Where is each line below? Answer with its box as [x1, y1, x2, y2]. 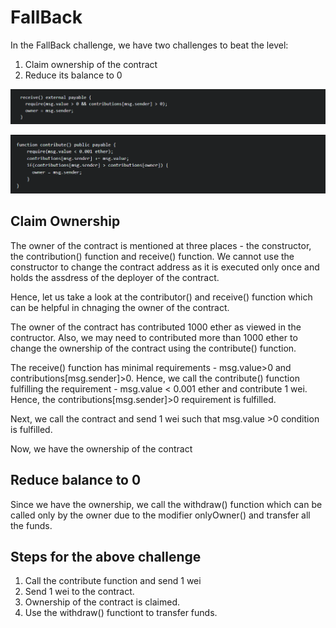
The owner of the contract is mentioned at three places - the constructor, [10, 239, 312, 251]
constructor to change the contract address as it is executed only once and [10, 261, 320, 273]
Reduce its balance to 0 [24, 69, 123, 81]
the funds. [10, 519, 53, 531]
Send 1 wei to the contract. [24, 586, 135, 598]
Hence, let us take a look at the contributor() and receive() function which [10, 291, 313, 303]
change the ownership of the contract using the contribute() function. [10, 342, 297, 354]
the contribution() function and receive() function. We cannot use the [10, 250, 295, 262]
